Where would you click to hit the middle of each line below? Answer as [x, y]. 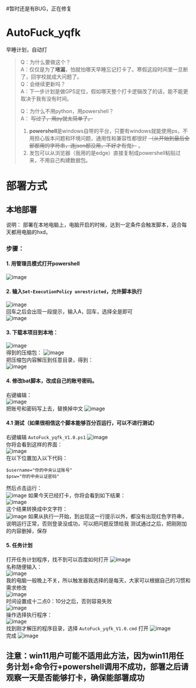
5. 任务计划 [19, 545]
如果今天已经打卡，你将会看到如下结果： [77, 495]
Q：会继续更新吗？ [43, 84]
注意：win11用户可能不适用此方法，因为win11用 [91, 656]
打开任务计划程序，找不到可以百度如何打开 [57, 560]
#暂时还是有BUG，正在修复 [39, 8]
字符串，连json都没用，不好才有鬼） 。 [96, 145]
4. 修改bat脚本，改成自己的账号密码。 [52, 381]
